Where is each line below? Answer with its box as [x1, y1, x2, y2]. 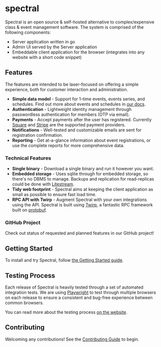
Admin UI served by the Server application [12, 44, 97, 50]
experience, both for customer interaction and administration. [5, 86, 128, 92]
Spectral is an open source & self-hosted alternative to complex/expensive [5, 19, 155, 25]
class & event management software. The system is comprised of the [5, 24, 144, 30]
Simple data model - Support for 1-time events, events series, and [12, 96, 145, 102]
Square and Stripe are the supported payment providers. [12, 122, 125, 128]
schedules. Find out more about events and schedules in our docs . [12, 101, 146, 107]
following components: [5, 29, 51, 35]
